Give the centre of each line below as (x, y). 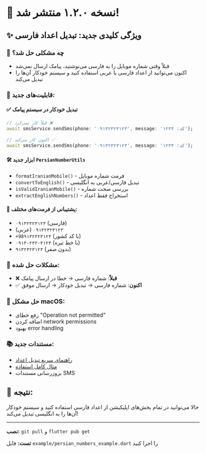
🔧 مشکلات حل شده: (33, 265)
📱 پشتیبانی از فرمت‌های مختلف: (42, 209)
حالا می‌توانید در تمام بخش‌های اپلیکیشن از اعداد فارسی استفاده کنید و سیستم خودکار (103, 407)
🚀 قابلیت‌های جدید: (31, 95)
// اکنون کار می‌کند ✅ (31, 140)
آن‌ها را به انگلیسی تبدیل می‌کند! (42, 413)
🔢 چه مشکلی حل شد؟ (35, 53)
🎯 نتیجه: (20, 392)
